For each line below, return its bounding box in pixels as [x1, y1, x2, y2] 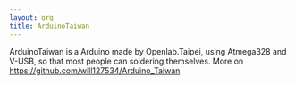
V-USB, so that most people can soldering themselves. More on [9, 55, 244, 66]
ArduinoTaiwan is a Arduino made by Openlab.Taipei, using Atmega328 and [9, 46, 287, 56]
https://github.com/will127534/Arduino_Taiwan [9, 64, 181, 76]
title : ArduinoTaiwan [9, 21, 90, 30]
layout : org [9, 13, 54, 22]
